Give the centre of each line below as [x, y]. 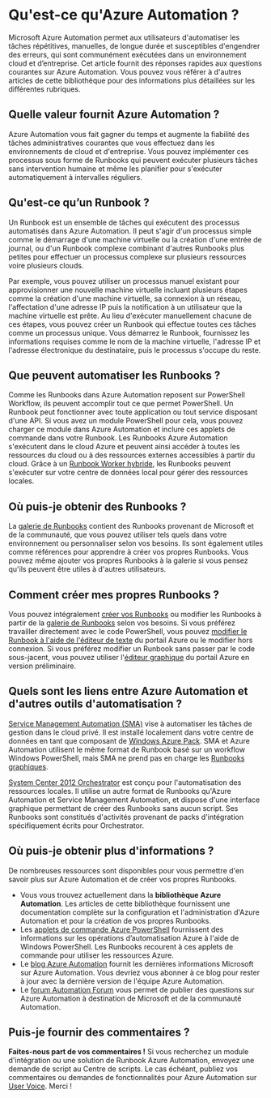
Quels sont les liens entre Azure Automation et [128, 691]
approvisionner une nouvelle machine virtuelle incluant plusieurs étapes [128, 290]
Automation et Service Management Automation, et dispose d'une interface [134, 800]
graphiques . [28, 766]
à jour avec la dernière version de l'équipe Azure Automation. [122, 981]
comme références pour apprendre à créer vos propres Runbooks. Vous [129, 552]
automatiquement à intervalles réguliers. [76, 177]
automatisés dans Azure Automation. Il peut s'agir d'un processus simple [130, 231]
